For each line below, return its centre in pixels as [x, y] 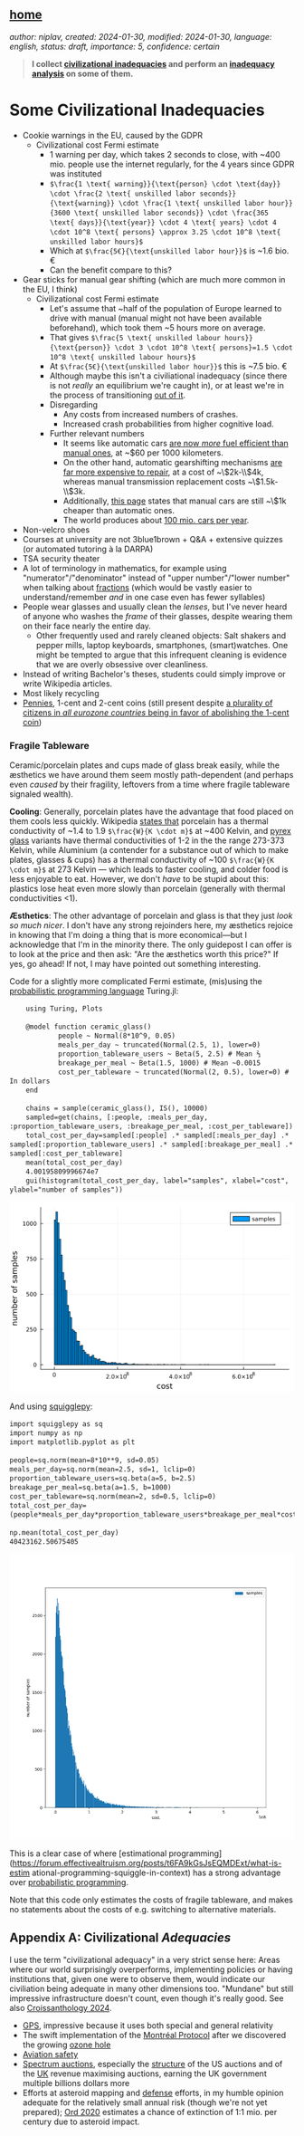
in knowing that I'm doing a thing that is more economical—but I [128, 935]
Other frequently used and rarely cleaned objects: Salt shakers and [161, 635]
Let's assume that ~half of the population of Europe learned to [166, 308]
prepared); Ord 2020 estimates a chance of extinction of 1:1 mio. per [150, 2112]
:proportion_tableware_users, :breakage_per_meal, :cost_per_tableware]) [152, 1126]
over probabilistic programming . [69, 1882]
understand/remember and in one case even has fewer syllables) [144, 597]
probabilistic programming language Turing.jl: [94, 991]
